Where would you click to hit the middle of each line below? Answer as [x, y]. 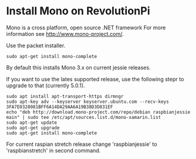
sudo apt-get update [32, 123]
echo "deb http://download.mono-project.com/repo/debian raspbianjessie [98, 112]
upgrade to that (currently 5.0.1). [46, 85]
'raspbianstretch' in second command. [54, 150]
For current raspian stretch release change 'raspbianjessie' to [82, 144]
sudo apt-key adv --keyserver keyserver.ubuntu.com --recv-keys [88, 102]
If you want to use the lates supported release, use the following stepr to [95, 79]
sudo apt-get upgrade [33, 128]
